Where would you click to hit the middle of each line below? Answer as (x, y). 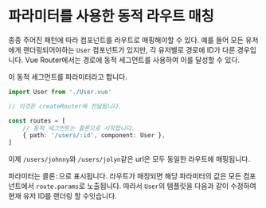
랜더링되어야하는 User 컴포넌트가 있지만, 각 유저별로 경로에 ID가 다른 (129, 49)
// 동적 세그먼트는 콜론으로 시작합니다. (79, 128)
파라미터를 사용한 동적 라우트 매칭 (111, 16)
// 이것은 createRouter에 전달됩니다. (65, 106)
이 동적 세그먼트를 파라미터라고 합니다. (68, 77)
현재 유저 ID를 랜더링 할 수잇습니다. (63, 196)
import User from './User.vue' (60, 92)
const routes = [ (37, 120)
